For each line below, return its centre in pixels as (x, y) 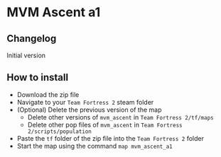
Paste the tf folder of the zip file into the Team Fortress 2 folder (110, 138)
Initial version (26, 55)
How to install (38, 77)
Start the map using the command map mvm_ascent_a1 (95, 146)
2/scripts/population (59, 132)
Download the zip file (48, 94)
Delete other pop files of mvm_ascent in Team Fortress (105, 124)
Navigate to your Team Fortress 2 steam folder (85, 102)
